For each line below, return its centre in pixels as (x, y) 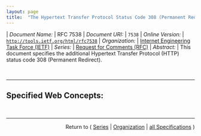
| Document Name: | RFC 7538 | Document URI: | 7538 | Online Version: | (95, 34)
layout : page (22, 12)
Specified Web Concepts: (55, 95)
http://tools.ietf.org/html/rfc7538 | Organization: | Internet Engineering (98, 41)
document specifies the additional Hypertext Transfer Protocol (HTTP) (93, 53)
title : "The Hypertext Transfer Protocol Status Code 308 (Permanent (96, 17)
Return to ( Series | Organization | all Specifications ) (130, 127)
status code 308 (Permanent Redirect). (54, 60)
